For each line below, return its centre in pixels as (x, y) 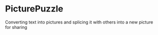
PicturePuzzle (34, 9)
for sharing (16, 27)
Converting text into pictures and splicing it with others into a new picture (79, 22)
